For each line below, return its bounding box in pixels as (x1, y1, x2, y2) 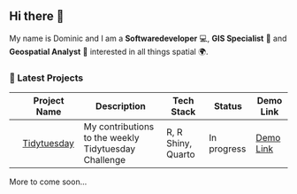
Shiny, (166, 137, 193, 150)
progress (209, 143, 247, 155)
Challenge (83, 154, 126, 167)
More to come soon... (9, 176, 88, 187)
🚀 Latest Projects (9, 72, 84, 84)
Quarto (166, 148, 196, 160)
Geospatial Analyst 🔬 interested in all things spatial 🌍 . (9, 46, 209, 57)
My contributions (83, 120, 155, 133)
